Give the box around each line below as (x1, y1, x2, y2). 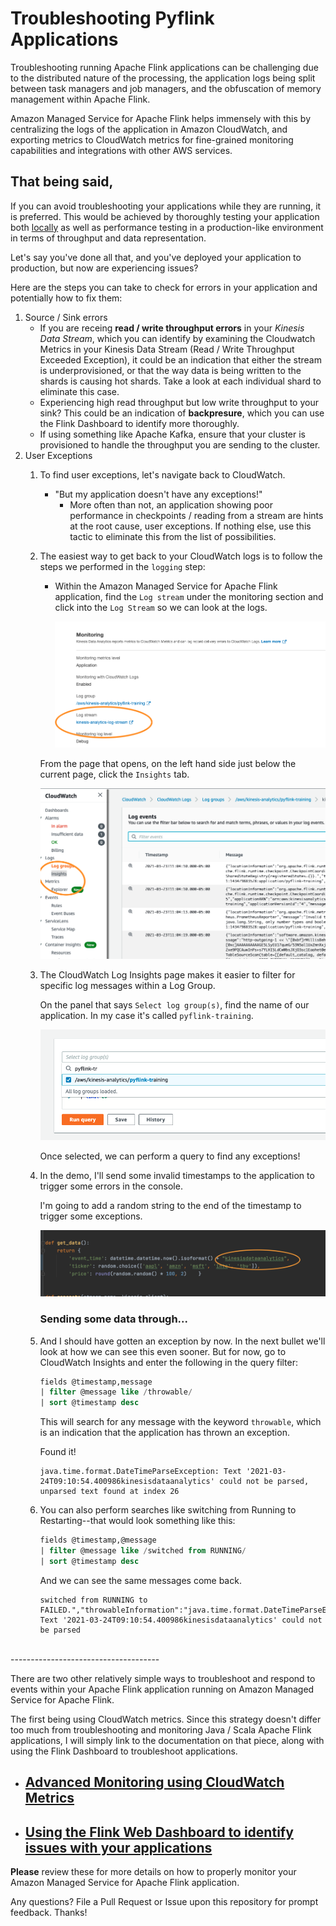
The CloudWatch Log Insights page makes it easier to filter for (39, 968, 296, 981)
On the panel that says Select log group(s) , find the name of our (39, 998, 310, 1011)
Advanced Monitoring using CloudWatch (24, 1774, 285, 1791)
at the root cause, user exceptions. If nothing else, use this (69, 520, 312, 532)
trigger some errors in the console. (39, 1180, 183, 1192)
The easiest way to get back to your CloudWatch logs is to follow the (39, 550, 323, 562)
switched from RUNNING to (39, 1595, 148, 1605)
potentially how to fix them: (10, 292, 123, 304)
